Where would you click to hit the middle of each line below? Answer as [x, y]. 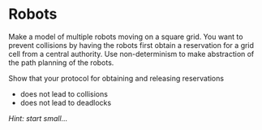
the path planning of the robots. [61, 63]
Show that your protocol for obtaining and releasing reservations [116, 78]
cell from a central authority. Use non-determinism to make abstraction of [131, 54]
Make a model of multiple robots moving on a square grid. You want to [126, 37]
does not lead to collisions [64, 93]
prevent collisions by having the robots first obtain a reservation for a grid [131, 45]
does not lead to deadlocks [66, 102]
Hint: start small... [38, 118]
